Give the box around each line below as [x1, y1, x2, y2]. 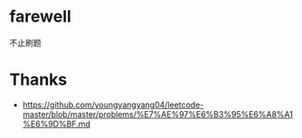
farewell [9, 6, 72, 27]
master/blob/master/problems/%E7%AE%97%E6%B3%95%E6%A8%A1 [22, 108, 294, 119]
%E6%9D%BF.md [22, 118, 90, 129]
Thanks [9, 69, 68, 90]
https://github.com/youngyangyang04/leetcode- [22, 99, 204, 110]
